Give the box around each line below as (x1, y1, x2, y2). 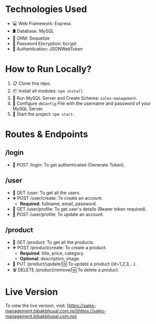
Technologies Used (5, 4, 87, 15)
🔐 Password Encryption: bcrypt (12, 40, 76, 46)
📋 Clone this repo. (12, 80, 51, 86)
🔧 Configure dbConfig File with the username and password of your (12, 100, 151, 106)
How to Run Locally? (5, 64, 91, 75)
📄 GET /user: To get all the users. (12, 190, 81, 196)
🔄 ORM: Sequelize (12, 35, 50, 41)
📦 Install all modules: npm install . (12, 88, 84, 94)
